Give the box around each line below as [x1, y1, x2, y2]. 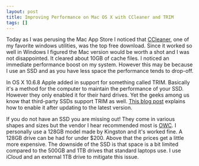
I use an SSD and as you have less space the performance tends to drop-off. [6, 68, 194, 75]
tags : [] [6, 20, 28, 25]
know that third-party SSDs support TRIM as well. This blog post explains [6, 98, 186, 105]
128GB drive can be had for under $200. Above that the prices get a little [6, 135, 184, 142]
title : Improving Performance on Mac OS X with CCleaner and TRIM [6, 14, 174, 20]
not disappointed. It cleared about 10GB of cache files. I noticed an [6, 55, 169, 62]
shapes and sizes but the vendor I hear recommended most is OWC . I [6, 122, 176, 129]
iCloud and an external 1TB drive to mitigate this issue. [6, 154, 139, 161]
